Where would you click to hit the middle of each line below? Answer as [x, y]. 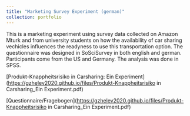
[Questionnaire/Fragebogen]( [41, 100]
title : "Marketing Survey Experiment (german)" [66, 11]
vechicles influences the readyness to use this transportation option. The [95, 46]
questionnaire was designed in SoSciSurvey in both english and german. [94, 52]
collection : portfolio [34, 17]
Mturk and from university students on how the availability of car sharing [94, 40]
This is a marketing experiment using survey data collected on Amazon [92, 34]
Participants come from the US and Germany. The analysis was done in [92, 59]
